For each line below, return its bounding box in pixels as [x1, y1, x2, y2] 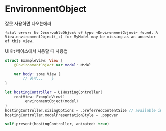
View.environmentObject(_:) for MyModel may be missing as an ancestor [5, 34, 156, 39]
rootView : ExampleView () [14, 95, 65, 99]
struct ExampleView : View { [5, 58, 63, 63]
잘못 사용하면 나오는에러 [5, 20, 52, 26]
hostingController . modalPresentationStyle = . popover [5, 112, 119, 118]
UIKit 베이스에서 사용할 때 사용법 [5, 48, 68, 54]
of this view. [5, 38, 35, 44]
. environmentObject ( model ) [23, 98, 79, 104]
